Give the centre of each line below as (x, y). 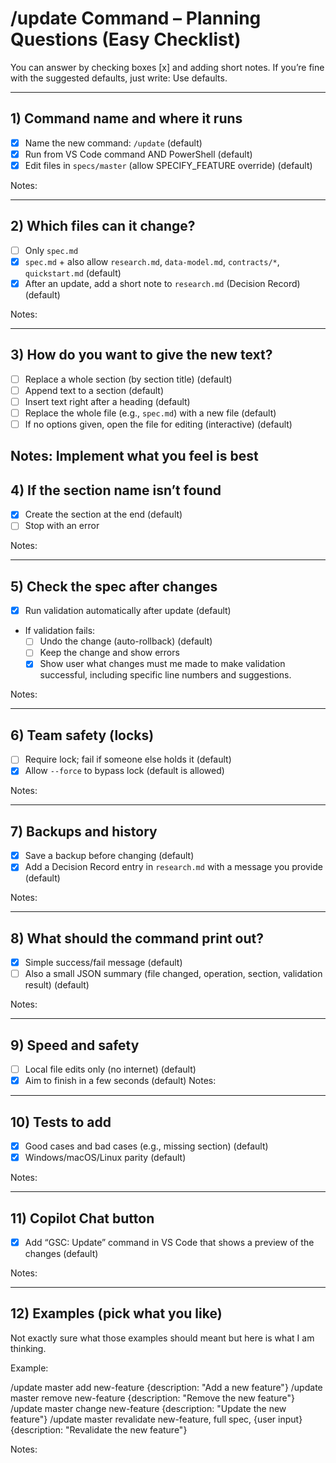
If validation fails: (60, 631)
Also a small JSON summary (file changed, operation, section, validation (173, 974)
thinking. (28, 1348)
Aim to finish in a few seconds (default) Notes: (120, 1081)
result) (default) (57, 985)
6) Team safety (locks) (82, 735)
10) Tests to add (61, 1122)
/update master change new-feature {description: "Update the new (148, 1408)
